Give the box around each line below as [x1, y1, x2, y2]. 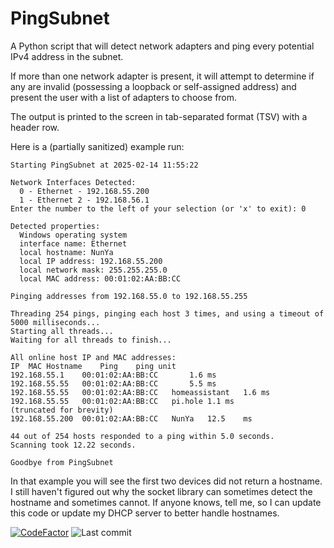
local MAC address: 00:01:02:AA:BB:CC [19, 273, 182, 284]
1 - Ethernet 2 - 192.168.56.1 [19, 195, 150, 205]
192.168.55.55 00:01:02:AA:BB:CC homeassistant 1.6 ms [10, 387, 271, 397]
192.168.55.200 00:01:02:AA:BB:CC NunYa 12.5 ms [10, 413, 253, 424]
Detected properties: [10, 221, 101, 231]
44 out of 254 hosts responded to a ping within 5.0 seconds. [10, 431, 275, 441]
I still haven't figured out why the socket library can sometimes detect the [10, 485, 313, 497]
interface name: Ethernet [19, 238, 128, 249]
